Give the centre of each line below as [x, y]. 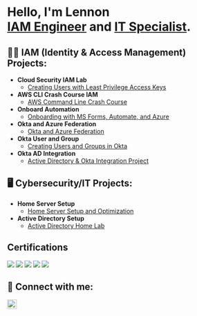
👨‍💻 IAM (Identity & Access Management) [97, 52]
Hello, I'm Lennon [58, 12]
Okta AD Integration [46, 153]
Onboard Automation [48, 109]
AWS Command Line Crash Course [77, 102]
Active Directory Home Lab [66, 225]
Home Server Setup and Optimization [81, 211]
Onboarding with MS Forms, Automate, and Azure [98, 116]
